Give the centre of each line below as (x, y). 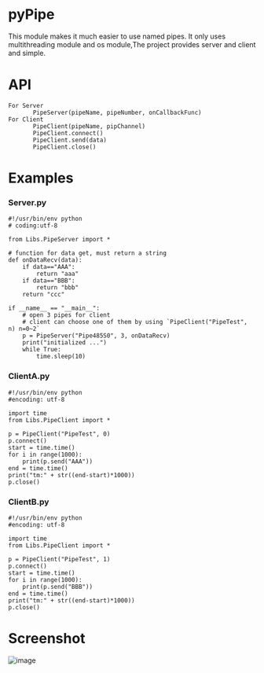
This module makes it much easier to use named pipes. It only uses (117, 36)
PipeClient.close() (64, 147)
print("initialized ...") (65, 343)
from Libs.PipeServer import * (59, 240)
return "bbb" (58, 288)
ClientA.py (29, 377)
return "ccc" (44, 295)
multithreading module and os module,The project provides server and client (132, 44)
